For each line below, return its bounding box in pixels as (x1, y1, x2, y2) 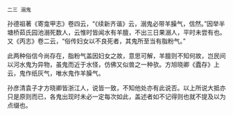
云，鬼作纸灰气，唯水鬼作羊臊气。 (7, 69, 105, 77)
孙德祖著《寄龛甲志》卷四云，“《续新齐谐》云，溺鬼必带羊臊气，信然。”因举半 (7, 19, 225, 28)
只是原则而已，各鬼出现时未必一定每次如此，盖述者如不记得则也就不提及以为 (7, 92, 226, 101)
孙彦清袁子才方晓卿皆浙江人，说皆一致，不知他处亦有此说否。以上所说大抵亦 (7, 84, 226, 92)
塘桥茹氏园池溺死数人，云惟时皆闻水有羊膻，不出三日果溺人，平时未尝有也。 (7, 28, 226, 36)
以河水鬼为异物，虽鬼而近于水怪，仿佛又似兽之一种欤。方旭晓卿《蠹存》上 (7, 60, 220, 68)
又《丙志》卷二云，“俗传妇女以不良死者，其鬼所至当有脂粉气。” (7, 37, 186, 45)
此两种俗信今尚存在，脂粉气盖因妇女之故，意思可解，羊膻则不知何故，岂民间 (7, 51, 226, 60)
